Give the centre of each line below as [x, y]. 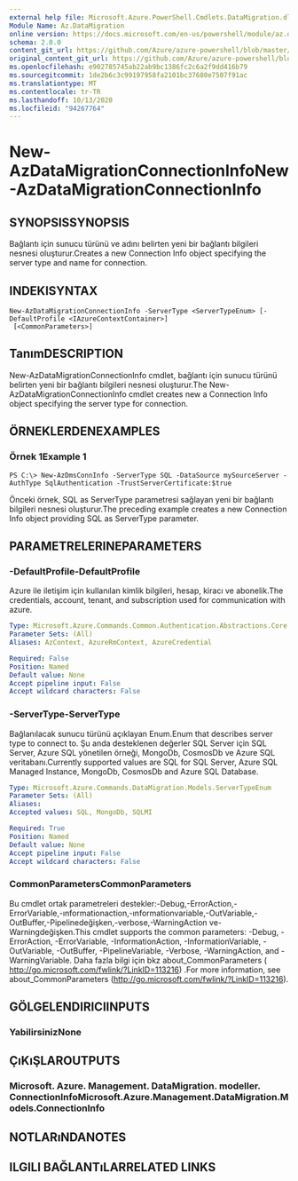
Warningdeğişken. [42, 931]
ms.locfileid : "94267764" [57, 108]
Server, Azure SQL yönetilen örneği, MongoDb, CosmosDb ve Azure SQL [142, 752]
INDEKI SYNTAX [54, 291]
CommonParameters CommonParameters [101, 884]
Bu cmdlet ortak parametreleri [64, 903]
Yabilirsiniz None [46, 1033]
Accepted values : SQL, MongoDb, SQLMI [81, 812]
